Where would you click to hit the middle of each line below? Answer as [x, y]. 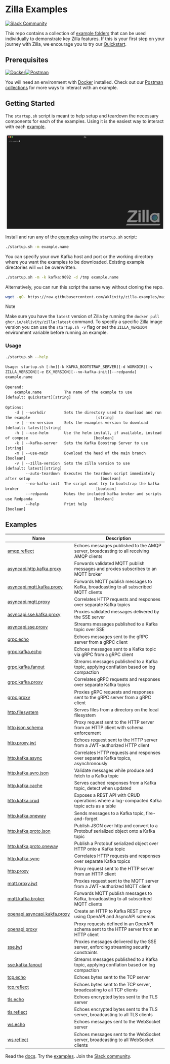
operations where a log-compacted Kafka [118, 801]
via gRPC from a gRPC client [104, 654]
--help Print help [56, 504]
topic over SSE [89, 630]
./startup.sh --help [27, 357]
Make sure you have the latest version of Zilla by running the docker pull [82, 317]
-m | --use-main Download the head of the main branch [80, 453]
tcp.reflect [18, 987]
